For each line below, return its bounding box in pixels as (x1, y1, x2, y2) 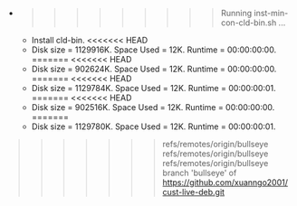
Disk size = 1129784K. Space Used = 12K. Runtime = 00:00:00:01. (31, 83, 276, 93)
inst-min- (253, 8, 289, 18)
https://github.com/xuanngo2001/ (162, 177, 288, 188)
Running (220, 8, 253, 18)
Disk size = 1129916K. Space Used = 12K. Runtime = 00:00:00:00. (31, 44, 277, 55)
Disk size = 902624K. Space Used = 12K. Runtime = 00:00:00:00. (31, 63, 277, 74)
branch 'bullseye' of (162, 167, 237, 178)
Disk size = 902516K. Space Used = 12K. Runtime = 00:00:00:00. (31, 102, 275, 112)
